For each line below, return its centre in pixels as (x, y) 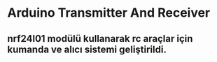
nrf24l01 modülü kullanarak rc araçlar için (100, 39)
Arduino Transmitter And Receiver (109, 13)
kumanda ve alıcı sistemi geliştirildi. (87, 49)
